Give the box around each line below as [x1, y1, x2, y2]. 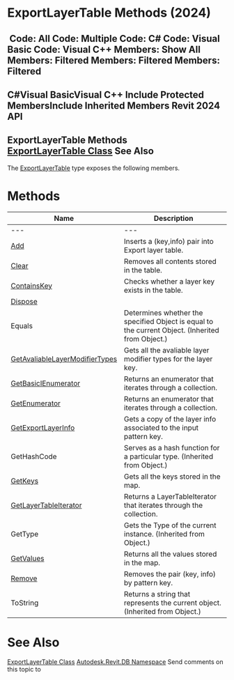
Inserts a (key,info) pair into [124, 236, 214, 246]
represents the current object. [124, 598, 221, 608]
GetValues [10, 553, 45, 563]
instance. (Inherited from [124, 529, 205, 539]
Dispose [10, 296, 38, 306]
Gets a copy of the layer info [124, 414, 217, 424]
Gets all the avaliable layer [124, 345, 210, 355]
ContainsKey [10, 281, 52, 291]
